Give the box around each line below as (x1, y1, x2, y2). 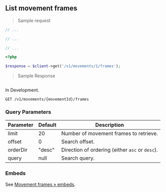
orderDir (8, 147, 28, 154)
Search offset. (61, 138, 95, 146)
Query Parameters (5, 109, 51, 116)
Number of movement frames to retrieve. (61, 130, 158, 137)
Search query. (61, 155, 95, 162)
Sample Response (17, 73, 56, 79)
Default (38, 121, 57, 128)
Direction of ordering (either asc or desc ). (61, 147, 158, 154)
